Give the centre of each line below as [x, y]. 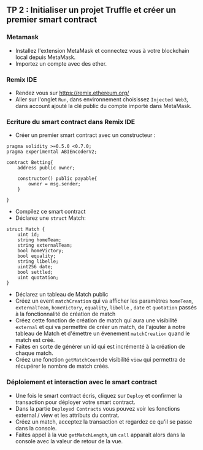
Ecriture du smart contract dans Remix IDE [71, 122]
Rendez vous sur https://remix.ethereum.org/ [72, 93]
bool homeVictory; [41, 251]
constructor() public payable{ [57, 179]
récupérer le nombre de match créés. [62, 366]
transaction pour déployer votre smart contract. [75, 402]
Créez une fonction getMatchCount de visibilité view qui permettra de [100, 360]
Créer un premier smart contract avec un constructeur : [85, 135]
